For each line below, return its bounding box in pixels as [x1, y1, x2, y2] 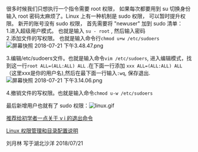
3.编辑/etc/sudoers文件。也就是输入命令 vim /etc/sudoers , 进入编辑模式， [6, 55, 187, 62]
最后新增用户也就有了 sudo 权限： [6, 102, 89, 109]
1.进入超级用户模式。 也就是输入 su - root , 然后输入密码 [6, 27, 146, 34]
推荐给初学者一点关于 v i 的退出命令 [6, 115, 93, 121]
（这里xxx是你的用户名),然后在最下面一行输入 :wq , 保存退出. [6, 70, 150, 76]
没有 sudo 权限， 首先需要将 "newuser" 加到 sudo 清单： [43, 20, 183, 27]
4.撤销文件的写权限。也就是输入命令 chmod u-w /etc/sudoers [6, 89, 153, 96]
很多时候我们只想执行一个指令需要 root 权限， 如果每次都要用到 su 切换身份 [6, 5, 191, 12]
